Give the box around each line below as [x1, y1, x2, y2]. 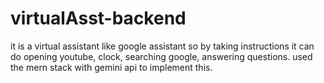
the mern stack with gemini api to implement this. [10, 61, 213, 73]
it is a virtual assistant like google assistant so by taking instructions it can [10, 40, 315, 52]
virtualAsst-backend [10, 7, 187, 30]
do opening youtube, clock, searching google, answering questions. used [10, 50, 313, 62]
